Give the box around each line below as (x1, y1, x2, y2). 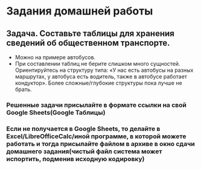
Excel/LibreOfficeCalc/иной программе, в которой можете (6, 132, 187, 140)
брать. (14, 86, 32, 93)
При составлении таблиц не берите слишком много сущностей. (14, 60, 180, 67)
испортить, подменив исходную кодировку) (6, 155, 145, 163)
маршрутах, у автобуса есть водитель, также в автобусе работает (14, 73, 187, 80)
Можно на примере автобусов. (14, 54, 95, 61)
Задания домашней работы (6, 4, 153, 18)
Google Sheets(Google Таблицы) (6, 108, 106, 116)
